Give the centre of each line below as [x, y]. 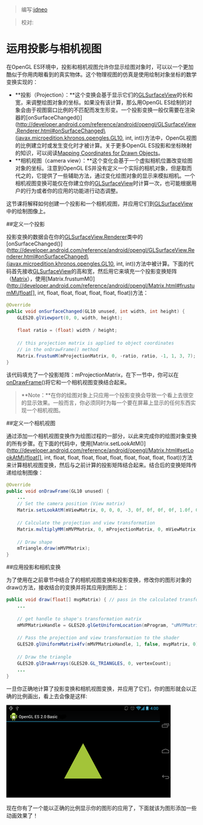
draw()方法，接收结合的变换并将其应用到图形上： [67, 587]
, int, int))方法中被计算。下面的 [151, 264]
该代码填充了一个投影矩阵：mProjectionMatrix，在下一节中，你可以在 [93, 375]
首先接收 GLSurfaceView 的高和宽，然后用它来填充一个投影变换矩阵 [94, 271]
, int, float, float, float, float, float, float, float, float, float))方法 [117, 457]
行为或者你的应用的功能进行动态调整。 [73, 190]
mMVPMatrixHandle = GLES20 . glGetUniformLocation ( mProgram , [93, 625]
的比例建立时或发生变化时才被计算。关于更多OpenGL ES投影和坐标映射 [103, 145]
